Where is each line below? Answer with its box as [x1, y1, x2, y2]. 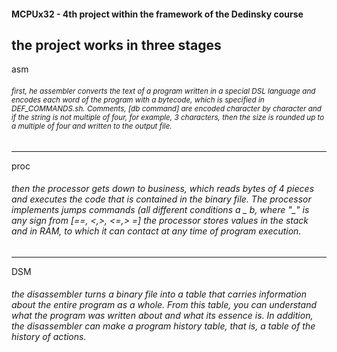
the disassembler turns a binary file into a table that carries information [11, 288, 308, 300]
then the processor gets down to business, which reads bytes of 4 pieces [11, 183, 315, 195]
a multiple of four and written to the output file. [11, 121, 173, 131]
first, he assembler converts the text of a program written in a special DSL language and [11, 86, 316, 96]
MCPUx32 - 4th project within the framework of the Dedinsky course [11, 8, 304, 20]
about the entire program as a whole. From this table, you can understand [11, 299, 318, 311]
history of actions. [11, 331, 87, 343]
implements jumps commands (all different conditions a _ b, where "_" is [11, 204, 310, 216]
